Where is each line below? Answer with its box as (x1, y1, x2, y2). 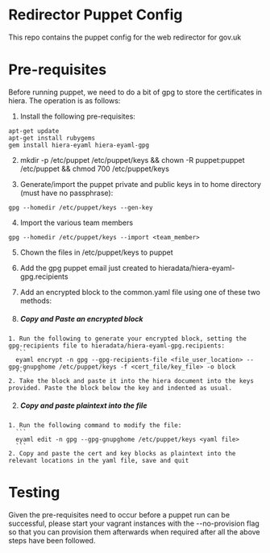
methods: (19, 296, 52, 306)
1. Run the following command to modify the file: (8, 421, 182, 429)
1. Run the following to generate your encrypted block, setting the (8, 335, 247, 343)
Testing (8, 484, 60, 501)
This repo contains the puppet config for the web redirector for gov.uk (8, 32, 242, 42)
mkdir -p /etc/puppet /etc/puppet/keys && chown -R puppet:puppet (19, 155, 245, 164)
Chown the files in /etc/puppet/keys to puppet (19, 247, 173, 257)
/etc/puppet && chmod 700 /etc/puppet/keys (19, 164, 169, 173)
